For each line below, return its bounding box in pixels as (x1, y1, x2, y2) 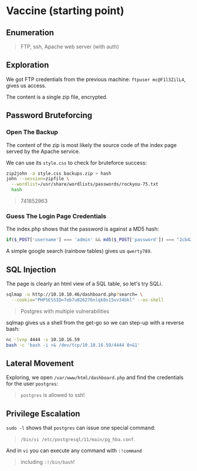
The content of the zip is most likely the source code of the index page (6, 141, 177, 148)
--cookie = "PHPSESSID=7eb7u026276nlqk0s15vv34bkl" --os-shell (11, 297, 164, 303)
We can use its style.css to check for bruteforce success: (6, 159, 147, 166)
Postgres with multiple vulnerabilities (20, 308, 110, 315)
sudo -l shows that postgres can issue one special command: (6, 425, 156, 432)
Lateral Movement (6, 358, 74, 368)
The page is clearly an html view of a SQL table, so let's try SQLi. (6, 280, 163, 287)
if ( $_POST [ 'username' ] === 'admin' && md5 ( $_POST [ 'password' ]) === (6, 237, 175, 243)
